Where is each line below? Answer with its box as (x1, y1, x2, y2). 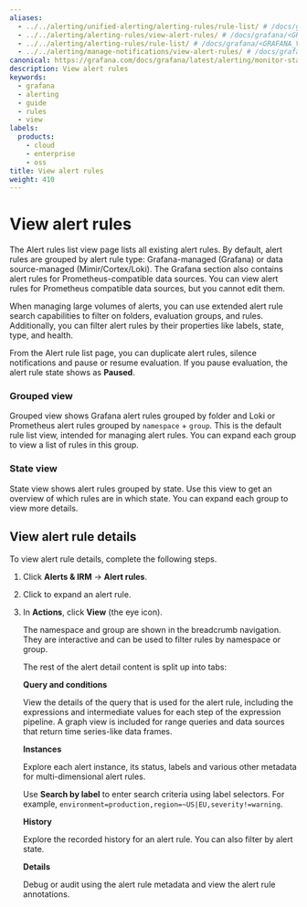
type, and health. (9, 330, 73, 341)
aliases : (9, 13, 43, 23)
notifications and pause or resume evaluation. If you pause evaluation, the (9, 357, 288, 368)
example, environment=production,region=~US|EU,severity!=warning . (22, 798, 283, 809)
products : (17, 132, 55, 142)
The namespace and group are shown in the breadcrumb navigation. (22, 624, 281, 635)
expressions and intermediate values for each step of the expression (22, 706, 281, 717)
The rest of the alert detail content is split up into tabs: (22, 661, 227, 672)
